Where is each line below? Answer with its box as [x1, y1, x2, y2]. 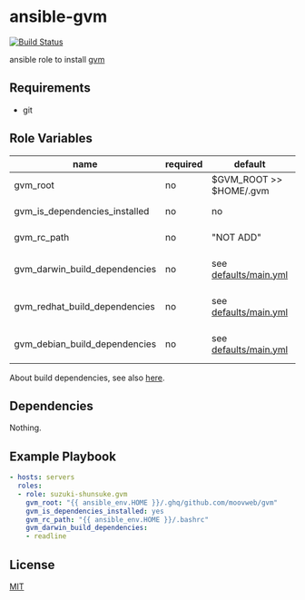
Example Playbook [9, 448, 116, 464]
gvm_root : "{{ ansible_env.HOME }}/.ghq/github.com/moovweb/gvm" [25, 497, 279, 507]
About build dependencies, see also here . [9, 372, 165, 383]
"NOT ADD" [212, 231, 261, 243]
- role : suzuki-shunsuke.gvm [17, 489, 128, 498]
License [9, 556, 55, 573]
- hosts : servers [9, 473, 75, 482]
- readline [25, 532, 67, 541]
